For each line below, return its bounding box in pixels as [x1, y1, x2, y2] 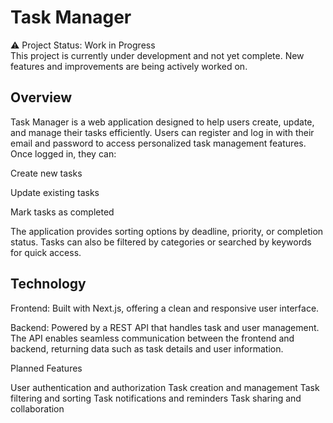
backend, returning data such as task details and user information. [10, 342, 284, 355]
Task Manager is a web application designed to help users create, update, [10, 116, 315, 128]
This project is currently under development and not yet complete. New [10, 49, 305, 61]
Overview [10, 89, 73, 106]
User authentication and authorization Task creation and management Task [10, 381, 320, 393]
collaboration [10, 402, 65, 415]
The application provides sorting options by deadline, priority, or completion [10, 225, 324, 237]
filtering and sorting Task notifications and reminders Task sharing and [10, 392, 302, 404]
